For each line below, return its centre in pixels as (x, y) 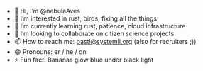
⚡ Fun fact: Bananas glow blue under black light (84, 60)
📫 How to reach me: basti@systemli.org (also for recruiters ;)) (105, 42)
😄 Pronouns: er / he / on (50, 52)
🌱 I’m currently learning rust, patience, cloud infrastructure (100, 26)
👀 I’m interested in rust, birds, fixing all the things (86, 18)
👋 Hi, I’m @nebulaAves (47, 11)
